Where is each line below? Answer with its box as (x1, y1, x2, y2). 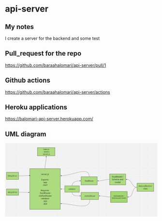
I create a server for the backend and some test (5, 35, 100, 41)
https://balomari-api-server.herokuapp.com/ (5, 116, 93, 122)
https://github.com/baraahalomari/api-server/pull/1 (5, 62, 106, 68)
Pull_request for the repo (5, 49, 82, 58)
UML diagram (5, 130, 46, 138)
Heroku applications (5, 103, 68, 112)
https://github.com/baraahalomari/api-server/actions (5, 89, 110, 95)
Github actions (5, 76, 51, 85)
